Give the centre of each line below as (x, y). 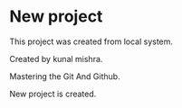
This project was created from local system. (91, 41)
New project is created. (53, 94)
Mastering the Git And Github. (65, 76)
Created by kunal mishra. (56, 58)
